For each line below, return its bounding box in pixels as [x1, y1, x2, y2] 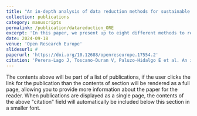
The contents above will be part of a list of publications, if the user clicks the [6, 73, 191, 80]
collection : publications [6, 14, 69, 20]
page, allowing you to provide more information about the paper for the [6, 86, 178, 93]
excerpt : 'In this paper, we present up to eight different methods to [6, 30, 185, 36]
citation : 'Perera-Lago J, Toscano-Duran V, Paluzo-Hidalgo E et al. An [6, 57, 188, 63]
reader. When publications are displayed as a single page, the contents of [6, 92, 184, 99]
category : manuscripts [6, 19, 62, 25]
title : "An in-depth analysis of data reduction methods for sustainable [6, 8, 191, 15]
